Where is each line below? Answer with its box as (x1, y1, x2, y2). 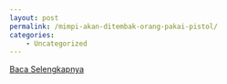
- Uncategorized (26, 38, 88, 48)
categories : (9, 30, 55, 39)
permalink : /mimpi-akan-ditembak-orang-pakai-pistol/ (9, 22, 219, 31)
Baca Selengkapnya (9, 64, 85, 75)
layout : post (9, 13, 59, 23)
